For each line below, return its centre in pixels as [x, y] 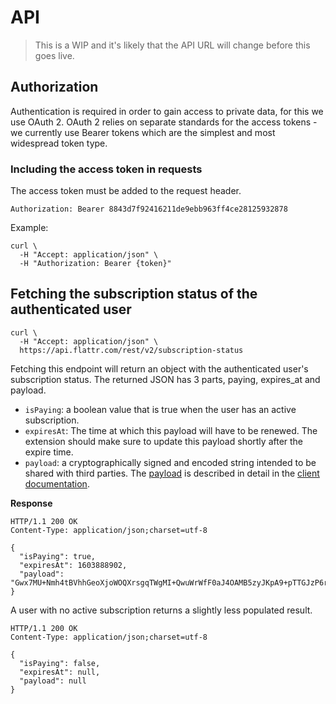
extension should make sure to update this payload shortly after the [164, 441]
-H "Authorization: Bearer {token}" [95, 264]
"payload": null [53, 681]
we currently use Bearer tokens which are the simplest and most [143, 132]
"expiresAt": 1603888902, [73, 565]
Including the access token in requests [106, 169]
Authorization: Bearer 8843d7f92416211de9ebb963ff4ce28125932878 [149, 209]
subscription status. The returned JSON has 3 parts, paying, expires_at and [165, 379]
